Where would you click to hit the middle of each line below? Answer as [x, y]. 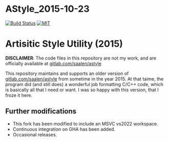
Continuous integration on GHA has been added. [64, 129]
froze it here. [19, 95]
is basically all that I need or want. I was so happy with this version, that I [82, 90]
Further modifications [41, 111]
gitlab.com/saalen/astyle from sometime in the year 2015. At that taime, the [84, 79]
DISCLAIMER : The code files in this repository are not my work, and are [81, 58]
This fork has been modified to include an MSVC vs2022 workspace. [85, 124]
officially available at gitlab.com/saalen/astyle [53, 63]
